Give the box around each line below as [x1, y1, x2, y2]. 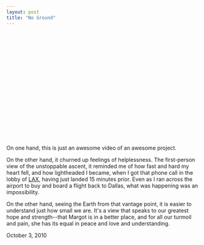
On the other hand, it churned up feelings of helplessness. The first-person [6, 156, 195, 163]
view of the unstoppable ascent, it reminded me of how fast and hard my [6, 163, 189, 170]
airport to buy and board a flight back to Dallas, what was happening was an [6, 181, 199, 189]
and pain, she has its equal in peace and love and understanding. [6, 219, 170, 227]
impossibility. [6, 188, 40, 196]
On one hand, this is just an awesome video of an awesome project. [6, 144, 177, 152]
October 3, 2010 [6, 232, 47, 239]
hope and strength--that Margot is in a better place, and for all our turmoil [6, 213, 192, 221]
